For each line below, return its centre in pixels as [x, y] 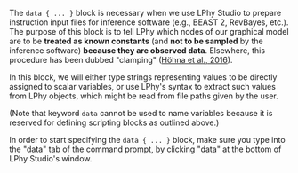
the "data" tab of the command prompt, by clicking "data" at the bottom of [145, 149]
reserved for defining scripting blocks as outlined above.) [114, 122]
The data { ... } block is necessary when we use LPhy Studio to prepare [145, 13]
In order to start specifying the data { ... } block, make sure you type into [148, 140]
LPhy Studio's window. [51, 158]
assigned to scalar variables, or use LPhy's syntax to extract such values [142, 86]
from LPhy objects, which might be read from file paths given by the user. [144, 96]
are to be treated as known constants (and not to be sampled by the [137, 41]
